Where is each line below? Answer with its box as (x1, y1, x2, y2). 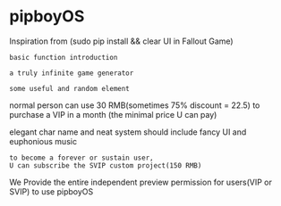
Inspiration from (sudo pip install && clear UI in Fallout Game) (9, 36, 234, 46)
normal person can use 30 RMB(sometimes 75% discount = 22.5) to (9, 100, 260, 111)
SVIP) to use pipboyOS (9, 185, 94, 197)
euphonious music (9, 136, 78, 146)
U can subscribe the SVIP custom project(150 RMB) (9, 161, 202, 170)
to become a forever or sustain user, (9, 153, 154, 162)
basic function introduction (9, 53, 118, 62)
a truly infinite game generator (9, 69, 134, 78)
